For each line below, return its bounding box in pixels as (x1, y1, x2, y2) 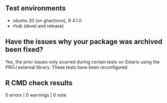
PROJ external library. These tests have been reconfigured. (5, 64, 129, 70)
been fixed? (5, 45, 44, 54)
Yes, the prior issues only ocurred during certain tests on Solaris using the (5, 59, 160, 65)
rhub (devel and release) (12, 23, 64, 29)
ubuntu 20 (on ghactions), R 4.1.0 (12, 17, 82, 23)
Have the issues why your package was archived (5, 37, 163, 46)
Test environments (5, 4, 66, 13)
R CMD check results (5, 79, 73, 87)
